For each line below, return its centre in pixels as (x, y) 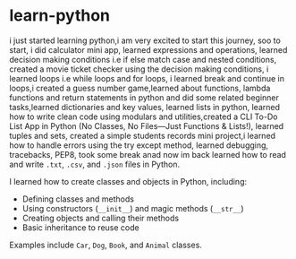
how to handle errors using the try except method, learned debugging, (139, 145)
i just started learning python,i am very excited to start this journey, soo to (145, 40)
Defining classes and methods (78, 199)
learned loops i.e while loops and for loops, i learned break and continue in (147, 78)
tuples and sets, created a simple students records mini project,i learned (142, 135)
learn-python (59, 16)
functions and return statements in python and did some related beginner (144, 97)
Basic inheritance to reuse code (81, 227)
